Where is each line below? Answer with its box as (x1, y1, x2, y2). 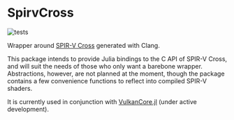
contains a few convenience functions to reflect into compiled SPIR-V (7, 76, 207, 85)
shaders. (7, 84, 33, 92)
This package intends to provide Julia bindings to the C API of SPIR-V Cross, (7, 54, 228, 63)
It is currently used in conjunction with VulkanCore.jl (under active (7, 97, 197, 105)
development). (7, 105, 49, 113)
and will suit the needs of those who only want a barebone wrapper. (7, 62, 203, 70)
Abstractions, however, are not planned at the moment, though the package (7, 69, 225, 78)
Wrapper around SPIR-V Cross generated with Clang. (7, 41, 161, 49)
